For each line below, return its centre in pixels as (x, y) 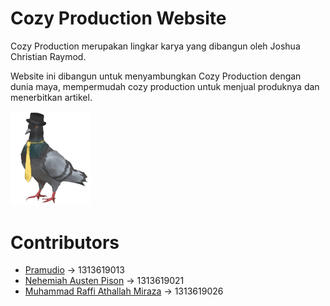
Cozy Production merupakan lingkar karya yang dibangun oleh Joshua (155, 46)
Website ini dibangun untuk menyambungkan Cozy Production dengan (156, 76)
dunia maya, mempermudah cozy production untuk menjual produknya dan (165, 86)
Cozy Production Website (118, 18)
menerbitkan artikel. (51, 97)
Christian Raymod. (48, 56)
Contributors (65, 242)
